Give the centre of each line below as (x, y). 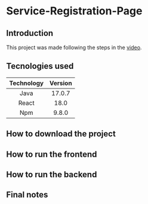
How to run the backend (52, 174)
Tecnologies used (40, 66)
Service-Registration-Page (74, 11)
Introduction (30, 33)
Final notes (27, 195)
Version (61, 83)
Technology (26, 83)
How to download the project (61, 134)
